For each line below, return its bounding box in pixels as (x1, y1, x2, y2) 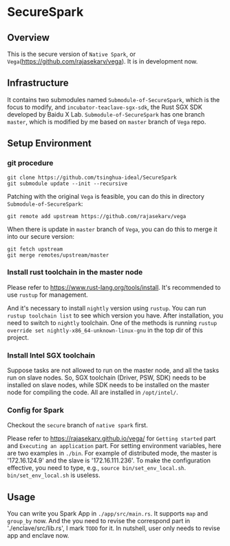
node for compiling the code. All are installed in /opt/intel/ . (7, 388, 178, 397)
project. (7, 333, 30, 342)
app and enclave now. (7, 532, 70, 540)
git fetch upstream (7, 246, 63, 253)
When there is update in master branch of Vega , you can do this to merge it (7, 225, 218, 233)
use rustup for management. (7, 291, 88, 299)
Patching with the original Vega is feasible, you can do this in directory (7, 192, 205, 200)
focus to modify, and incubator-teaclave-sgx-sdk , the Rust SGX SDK (7, 103, 202, 111)
